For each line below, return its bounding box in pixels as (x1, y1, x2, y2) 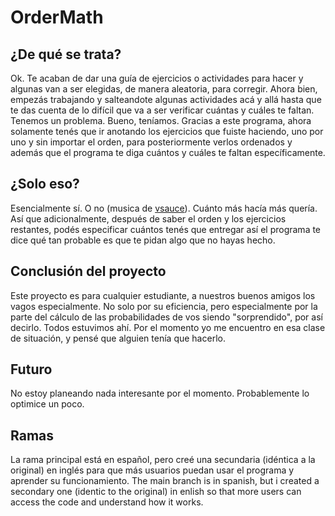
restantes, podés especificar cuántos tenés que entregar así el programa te (10, 223, 322, 235)
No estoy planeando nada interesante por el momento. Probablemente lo (10, 387, 310, 400)
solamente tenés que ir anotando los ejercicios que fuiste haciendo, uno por (10, 126, 324, 137)
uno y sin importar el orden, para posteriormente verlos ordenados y (10, 136, 293, 148)
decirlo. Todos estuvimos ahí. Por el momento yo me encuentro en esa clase (10, 321, 326, 333)
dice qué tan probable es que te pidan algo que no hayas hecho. (10, 234, 276, 246)
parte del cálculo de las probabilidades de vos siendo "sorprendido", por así (10, 311, 323, 323)
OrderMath (10, 6, 104, 29)
